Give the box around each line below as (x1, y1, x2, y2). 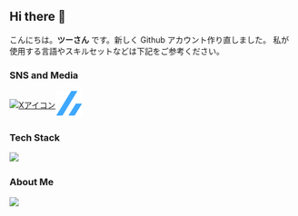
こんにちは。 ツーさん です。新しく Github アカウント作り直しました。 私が (9, 34, 289, 45)
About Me (9, 176, 55, 189)
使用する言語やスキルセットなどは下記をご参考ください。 (9, 45, 224, 56)
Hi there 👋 (9, 9, 66, 25)
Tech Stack (9, 132, 61, 144)
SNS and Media (9, 69, 79, 82)
